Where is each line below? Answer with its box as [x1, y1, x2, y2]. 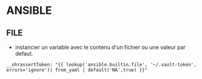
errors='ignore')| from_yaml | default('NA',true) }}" [6, 67, 148, 73]
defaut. [15, 50, 33, 57]
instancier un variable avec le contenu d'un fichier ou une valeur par [15, 43, 186, 51]
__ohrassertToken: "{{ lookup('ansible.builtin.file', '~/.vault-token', [6, 62, 197, 68]
